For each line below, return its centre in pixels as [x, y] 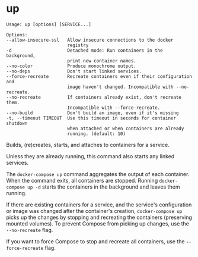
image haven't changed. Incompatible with [120, 87]
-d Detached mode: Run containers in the [84, 50]
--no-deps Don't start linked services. [74, 71]
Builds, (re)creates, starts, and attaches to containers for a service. [88, 145]
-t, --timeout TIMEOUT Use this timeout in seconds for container [91, 118]
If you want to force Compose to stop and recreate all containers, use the [95, 241]
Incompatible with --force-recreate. [114, 108]
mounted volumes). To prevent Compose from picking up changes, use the [98, 223]
